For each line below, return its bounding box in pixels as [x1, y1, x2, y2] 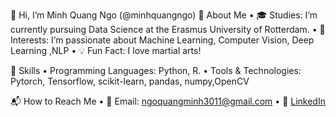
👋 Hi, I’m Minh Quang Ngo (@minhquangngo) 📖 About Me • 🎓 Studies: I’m [10, 9, 318, 21]
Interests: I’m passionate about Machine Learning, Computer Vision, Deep [10, 34, 315, 46]
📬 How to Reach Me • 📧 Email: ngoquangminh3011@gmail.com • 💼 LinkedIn [10, 95, 326, 107]
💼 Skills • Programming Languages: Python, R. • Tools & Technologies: [10, 65, 302, 76]
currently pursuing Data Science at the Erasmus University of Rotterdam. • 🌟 [10, 24, 326, 35]
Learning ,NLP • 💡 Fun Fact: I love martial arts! [10, 45, 202, 56]
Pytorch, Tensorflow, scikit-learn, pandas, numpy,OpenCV [10, 75, 250, 87]
